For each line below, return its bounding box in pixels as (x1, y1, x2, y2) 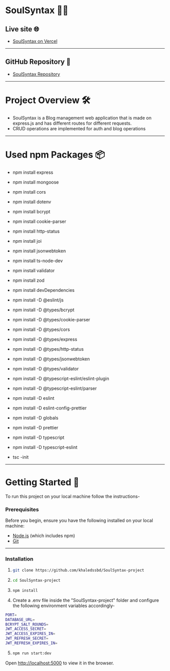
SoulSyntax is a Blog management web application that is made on (12, 115, 152, 121)
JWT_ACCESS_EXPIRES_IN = (5, 631, 56, 637)
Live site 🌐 (5, 25, 39, 33)
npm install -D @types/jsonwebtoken (12, 356, 90, 362)
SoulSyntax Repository (12, 71, 60, 77)
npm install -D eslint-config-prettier (12, 405, 87, 411)
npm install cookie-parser (12, 218, 67, 225)
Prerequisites (5, 506, 39, 513)
